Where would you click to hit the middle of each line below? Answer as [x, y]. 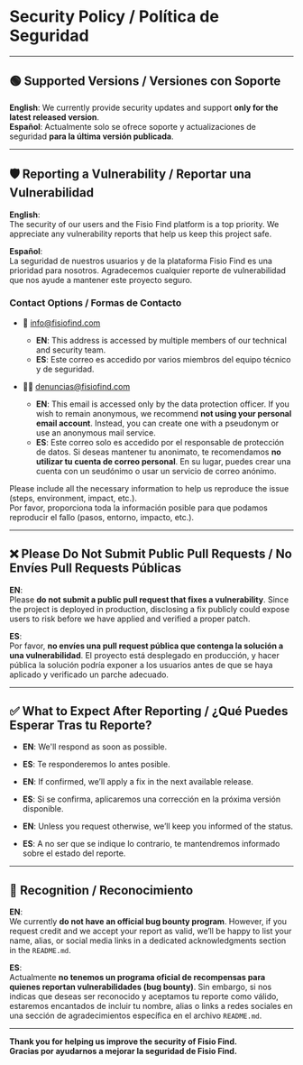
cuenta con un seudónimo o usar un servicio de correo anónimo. [156, 471]
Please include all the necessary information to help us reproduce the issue [149, 488]
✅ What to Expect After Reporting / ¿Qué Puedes [149, 711]
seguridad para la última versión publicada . [92, 136]
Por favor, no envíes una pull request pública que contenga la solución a [147, 646]
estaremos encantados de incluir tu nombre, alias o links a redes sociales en [151, 1006]
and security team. [71, 350]
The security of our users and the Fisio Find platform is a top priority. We [144, 224]
